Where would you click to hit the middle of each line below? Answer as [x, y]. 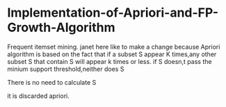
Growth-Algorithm [62, 27]
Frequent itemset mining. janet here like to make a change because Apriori [114, 47]
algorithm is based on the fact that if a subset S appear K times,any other [112, 54]
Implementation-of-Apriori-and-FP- [113, 13]
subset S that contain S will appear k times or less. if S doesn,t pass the [110, 61]
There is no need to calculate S [52, 82]
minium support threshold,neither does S [66, 69]
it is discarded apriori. [38, 96]
